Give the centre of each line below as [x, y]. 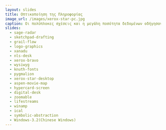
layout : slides [21, 10]
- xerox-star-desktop [32, 79]
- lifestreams [24, 102]
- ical [16, 111]
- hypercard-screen [30, 88]
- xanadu [19, 51]
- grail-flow [23, 42]
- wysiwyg [20, 65]
